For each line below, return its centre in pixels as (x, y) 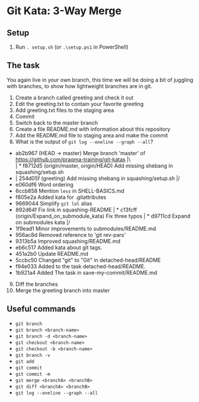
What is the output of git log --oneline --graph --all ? (84, 141)
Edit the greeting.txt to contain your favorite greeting (79, 104)
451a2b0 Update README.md (52, 253)
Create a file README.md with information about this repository (93, 129)
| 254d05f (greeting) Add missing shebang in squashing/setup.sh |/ (97, 178)
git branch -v (33, 355)
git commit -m (33, 374)
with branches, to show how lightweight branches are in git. (80, 86)
